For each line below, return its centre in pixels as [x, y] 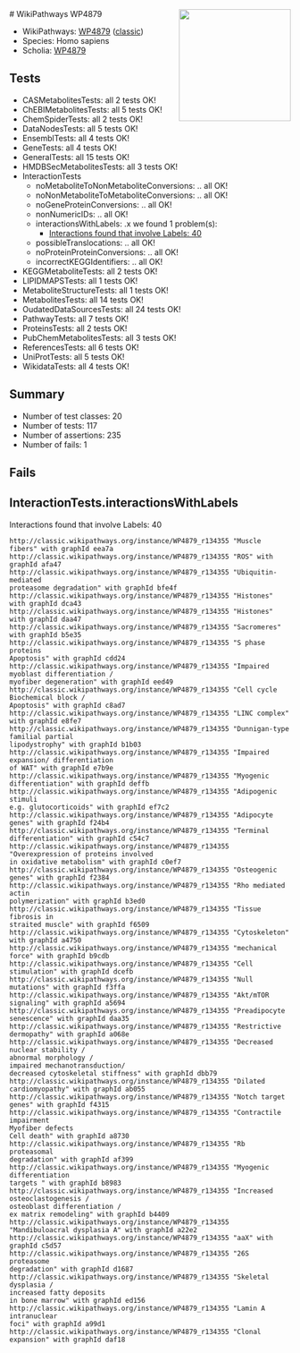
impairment [29, 1120]
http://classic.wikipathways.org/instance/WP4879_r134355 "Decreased [142, 1042]
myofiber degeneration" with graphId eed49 [92, 682]
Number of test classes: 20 [72, 416]
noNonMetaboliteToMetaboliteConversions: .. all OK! [132, 195]
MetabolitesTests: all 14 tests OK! [83, 300]
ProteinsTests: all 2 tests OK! [75, 328]
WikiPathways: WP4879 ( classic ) [83, 31]
